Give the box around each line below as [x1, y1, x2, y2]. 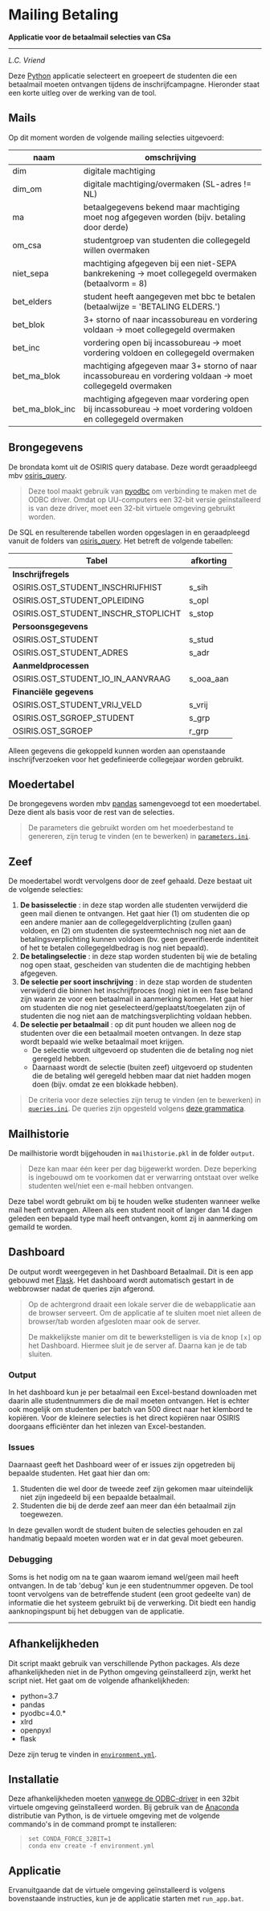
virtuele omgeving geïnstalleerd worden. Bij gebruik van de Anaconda [8, 1803, 239, 1812]
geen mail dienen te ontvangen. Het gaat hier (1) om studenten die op [19, 909, 250, 919]
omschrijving [144, 151, 197, 162]
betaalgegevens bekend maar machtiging [83, 201, 240, 212]
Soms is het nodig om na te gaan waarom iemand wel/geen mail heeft [8, 1572, 239, 1582]
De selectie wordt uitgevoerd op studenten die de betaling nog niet [31, 1046, 254, 1055]
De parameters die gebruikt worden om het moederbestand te [27, 823, 235, 833]
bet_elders [12, 296, 52, 307]
